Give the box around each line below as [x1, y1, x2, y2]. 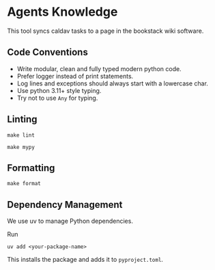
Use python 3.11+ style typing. [16, 86, 102, 94]
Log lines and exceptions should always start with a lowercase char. [16, 79, 208, 87]
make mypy [7, 144, 35, 150]
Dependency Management [7, 199, 123, 211]
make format [7, 180, 41, 187]
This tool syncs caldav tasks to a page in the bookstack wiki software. [7, 27, 204, 35]
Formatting [7, 162, 55, 174]
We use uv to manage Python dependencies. [7, 217, 133, 226]
